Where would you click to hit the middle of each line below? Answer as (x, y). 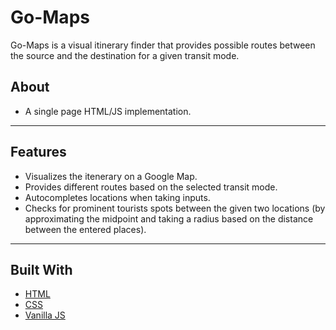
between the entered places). (85, 229)
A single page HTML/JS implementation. (108, 111)
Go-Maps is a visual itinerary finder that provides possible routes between (163, 45)
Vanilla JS (45, 315)
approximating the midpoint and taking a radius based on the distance (169, 218)
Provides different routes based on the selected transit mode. (151, 187)
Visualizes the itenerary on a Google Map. (111, 176)
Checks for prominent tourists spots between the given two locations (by (175, 208)
